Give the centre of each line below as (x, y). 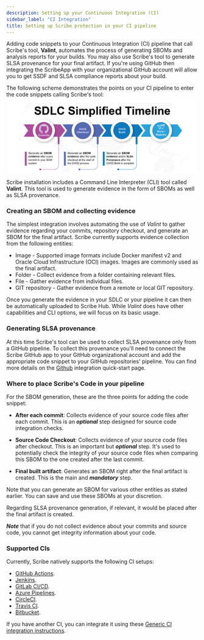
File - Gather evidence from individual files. (69, 281)
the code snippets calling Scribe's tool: (55, 95)
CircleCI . (26, 599)
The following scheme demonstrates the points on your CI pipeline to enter (100, 88)
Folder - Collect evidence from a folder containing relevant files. (95, 275)
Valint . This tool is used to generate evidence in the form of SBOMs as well (100, 189)
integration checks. (39, 428)
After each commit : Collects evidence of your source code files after (102, 415)
